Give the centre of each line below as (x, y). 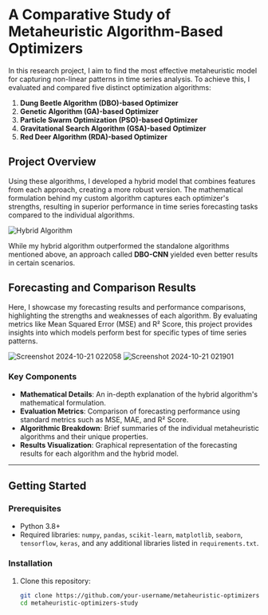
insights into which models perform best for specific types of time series (128, 332)
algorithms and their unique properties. (84, 437)
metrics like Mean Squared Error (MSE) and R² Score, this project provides (130, 323)
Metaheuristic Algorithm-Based (116, 31)
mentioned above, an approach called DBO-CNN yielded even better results (133, 254)
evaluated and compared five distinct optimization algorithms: (110, 87)
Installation (31, 563)
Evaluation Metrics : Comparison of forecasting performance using (130, 411)
